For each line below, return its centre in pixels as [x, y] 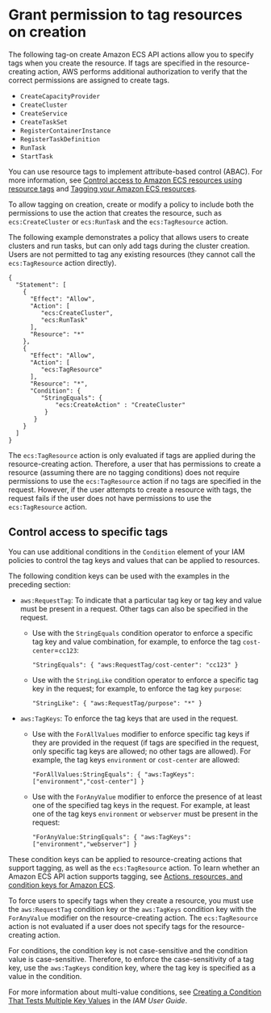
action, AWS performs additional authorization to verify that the [142, 71]
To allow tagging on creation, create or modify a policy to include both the [131, 204]
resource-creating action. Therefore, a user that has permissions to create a [135, 464]
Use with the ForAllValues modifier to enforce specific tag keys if [141, 733]
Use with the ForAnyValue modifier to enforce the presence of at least [147, 797]
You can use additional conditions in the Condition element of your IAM [127, 552]
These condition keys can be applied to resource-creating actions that [125, 859]
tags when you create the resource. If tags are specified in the [112, 63]
